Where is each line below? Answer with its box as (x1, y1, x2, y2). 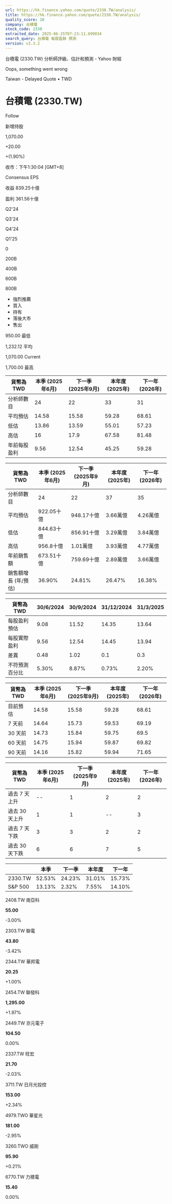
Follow (5, 112, 19, 118)
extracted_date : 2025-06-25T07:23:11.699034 (5, 31, 102, 36)
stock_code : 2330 (5, 27, 42, 32)
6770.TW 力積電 (5, 1174, 39, 1180)
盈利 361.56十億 (5, 195, 39, 202)
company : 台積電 (5, 22, 38, 27)
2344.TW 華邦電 (5, 958, 40, 965)
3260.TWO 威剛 (5, 1143, 39, 1149)
